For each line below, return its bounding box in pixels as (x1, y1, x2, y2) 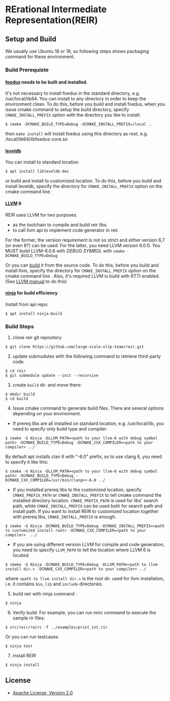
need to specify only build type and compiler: (12, 426, 108, 432)
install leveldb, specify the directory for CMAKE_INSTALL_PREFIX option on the (5, 183, 163, 190)
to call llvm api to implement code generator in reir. (12, 227, 119, 233)
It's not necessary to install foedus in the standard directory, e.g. (5, 90, 141, 96)
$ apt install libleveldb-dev (5, 169, 70, 174)
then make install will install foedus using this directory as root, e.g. (5, 131, 148, 137)
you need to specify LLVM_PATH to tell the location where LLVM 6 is (12, 547, 151, 553)
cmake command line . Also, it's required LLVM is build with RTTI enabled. (5, 273, 160, 279)
